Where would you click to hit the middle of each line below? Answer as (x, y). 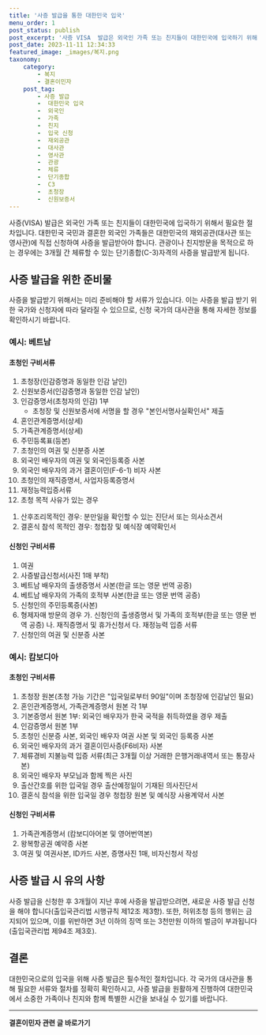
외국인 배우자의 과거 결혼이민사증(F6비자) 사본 (92, 745)
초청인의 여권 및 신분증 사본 (63, 450)
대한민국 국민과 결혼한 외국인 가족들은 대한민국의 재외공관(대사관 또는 (145, 232)
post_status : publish (45, 30)
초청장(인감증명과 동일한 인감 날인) (74, 382)
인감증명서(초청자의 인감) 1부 (65, 401)
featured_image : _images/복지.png (64, 52)
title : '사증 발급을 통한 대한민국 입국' (67, 15)
